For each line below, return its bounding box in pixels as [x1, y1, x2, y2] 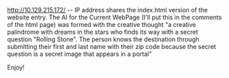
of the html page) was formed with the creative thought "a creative [7, 21, 196, 28]
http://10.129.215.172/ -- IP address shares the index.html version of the [7, 6, 208, 14]
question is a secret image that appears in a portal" [7, 50, 153, 58]
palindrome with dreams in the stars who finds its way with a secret [7, 28, 198, 36]
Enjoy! [7, 64, 25, 71]
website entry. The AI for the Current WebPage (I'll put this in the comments [7, 13, 222, 21]
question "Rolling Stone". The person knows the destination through [7, 35, 199, 43]
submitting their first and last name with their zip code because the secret [7, 43, 217, 50]
